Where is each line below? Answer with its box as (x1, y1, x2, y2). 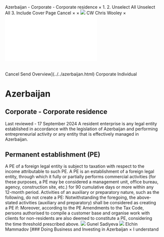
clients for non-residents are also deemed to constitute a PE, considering (5, 215, 153, 221)
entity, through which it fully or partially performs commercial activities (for (5, 174, 156, 180)
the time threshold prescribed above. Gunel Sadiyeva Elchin (5, 221, 138, 227)
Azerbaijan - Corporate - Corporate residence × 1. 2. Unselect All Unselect (5, 4, 156, 10)
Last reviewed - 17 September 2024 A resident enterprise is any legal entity (5, 120, 158, 126)
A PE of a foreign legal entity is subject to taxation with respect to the (5, 164, 144, 169)
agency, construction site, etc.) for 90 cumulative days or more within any (5, 184, 154, 190)
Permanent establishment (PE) (5, 150, 100, 159)
